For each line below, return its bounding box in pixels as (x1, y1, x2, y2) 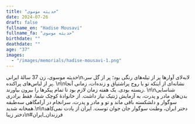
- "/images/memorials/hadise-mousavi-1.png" (11, 57, 122, 63)
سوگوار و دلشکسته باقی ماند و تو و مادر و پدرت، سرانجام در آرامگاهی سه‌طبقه (6, 98, 177, 105)
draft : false (6, 19, 38, 25)
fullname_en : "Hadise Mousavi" (6, 25, 83, 31)
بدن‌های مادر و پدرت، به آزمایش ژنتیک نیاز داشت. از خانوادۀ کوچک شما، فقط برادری (6, 92, 187, 99)
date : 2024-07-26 (6, 14, 49, 20)
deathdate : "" (6, 42, 41, 47)
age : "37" (6, 47, 30, 53)
